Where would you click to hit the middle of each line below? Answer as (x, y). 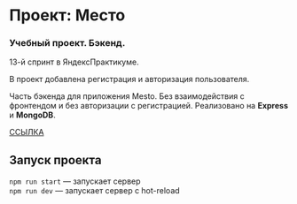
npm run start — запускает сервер (75, 181)
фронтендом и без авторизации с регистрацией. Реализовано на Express (149, 106)
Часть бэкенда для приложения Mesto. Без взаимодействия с (127, 96)
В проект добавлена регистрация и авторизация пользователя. (129, 79)
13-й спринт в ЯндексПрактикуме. (74, 62)
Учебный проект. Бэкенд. (67, 43)
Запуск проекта (55, 160)
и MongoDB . (32, 115)
